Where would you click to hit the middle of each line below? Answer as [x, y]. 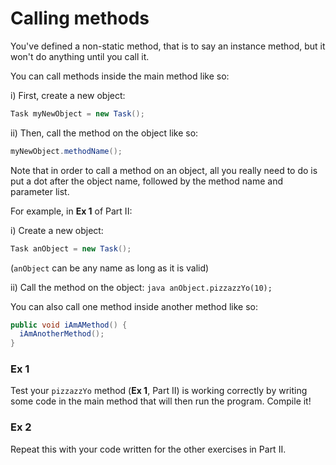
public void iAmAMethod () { [69, 325]
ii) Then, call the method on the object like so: [104, 133]
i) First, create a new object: [68, 95]
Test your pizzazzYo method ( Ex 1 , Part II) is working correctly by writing [159, 391]
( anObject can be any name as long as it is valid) [110, 268]
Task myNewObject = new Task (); [77, 113]
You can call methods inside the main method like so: [120, 76]
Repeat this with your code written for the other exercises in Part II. [148, 449]
